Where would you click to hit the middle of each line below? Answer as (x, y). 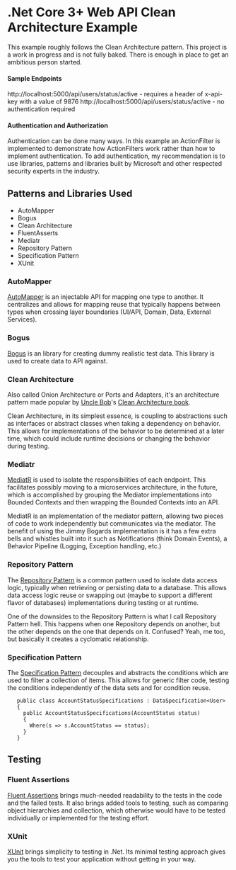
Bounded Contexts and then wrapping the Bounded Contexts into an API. (114, 502)
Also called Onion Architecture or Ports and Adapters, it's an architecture (113, 395)
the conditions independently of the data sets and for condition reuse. (109, 687)
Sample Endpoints (35, 78)
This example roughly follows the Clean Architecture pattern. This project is (117, 47)
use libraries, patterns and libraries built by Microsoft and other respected (115, 164)
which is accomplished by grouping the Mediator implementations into (110, 495)
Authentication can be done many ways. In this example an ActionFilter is (114, 141)
